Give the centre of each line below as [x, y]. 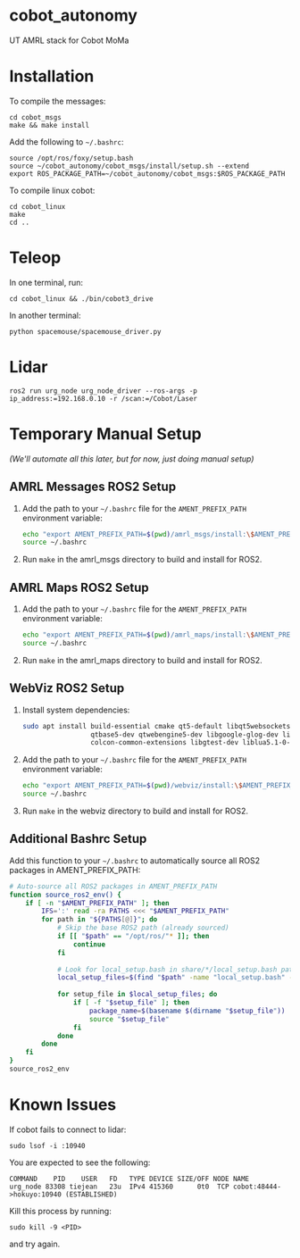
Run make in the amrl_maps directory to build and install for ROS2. [142, 660]
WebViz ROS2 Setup [67, 688]
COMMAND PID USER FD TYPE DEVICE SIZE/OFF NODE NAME [129, 1179]
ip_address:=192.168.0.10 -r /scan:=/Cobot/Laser [104, 398]
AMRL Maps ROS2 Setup [79, 587]
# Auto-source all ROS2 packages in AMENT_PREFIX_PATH [113, 886]
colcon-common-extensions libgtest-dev [165, 743]
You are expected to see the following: [80, 1162]
